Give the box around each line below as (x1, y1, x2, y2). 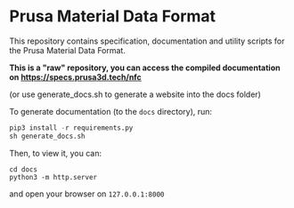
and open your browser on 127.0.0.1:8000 (9, 188, 165, 199)
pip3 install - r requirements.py (9, 123, 134, 132)
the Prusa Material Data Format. (9, 44, 127, 55)
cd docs (9, 164, 38, 174)
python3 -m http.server (9, 172, 98, 181)
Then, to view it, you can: (9, 148, 102, 158)
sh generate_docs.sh (9, 132, 86, 140)
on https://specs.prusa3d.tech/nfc (9, 71, 143, 82)
